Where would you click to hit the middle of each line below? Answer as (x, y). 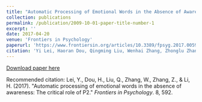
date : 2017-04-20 (28, 34)
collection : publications (38, 17)
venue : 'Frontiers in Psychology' (50, 40)
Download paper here (33, 68)
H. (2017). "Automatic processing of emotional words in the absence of (94, 86)
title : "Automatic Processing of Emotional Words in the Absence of (94, 12)
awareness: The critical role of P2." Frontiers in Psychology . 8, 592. (90, 92)
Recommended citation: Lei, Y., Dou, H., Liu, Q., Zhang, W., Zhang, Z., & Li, (98, 79)
